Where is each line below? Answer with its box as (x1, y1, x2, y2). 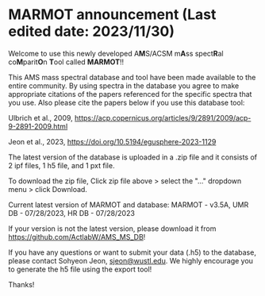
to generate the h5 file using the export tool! (8, 264, 152, 274)
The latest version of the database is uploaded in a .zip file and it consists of (8, 152, 258, 162)
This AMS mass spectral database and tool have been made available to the (8, 72, 256, 82)
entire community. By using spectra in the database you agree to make (8, 81, 240, 90)
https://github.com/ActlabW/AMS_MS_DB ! (8, 232, 146, 241)
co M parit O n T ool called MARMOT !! (8, 57, 125, 67)
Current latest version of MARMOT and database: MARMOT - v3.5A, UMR (8, 200, 249, 210)
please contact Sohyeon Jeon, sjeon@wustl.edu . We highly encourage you (8, 256, 254, 265)
